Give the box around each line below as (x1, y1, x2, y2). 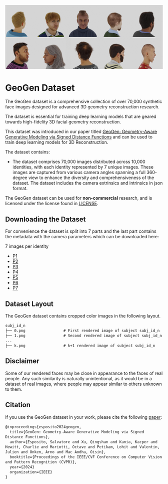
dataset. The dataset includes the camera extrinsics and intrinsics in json (12, 180, 163, 186)
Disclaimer (5, 357, 39, 366)
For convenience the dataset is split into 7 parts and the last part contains (5, 228, 156, 234)
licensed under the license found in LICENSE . (5, 201, 98, 207)
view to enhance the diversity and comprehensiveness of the (28, 175, 154, 181)
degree (12, 175, 27, 181)
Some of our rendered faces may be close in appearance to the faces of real (5, 370, 163, 376)
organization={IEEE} (9, 469, 52, 474)
